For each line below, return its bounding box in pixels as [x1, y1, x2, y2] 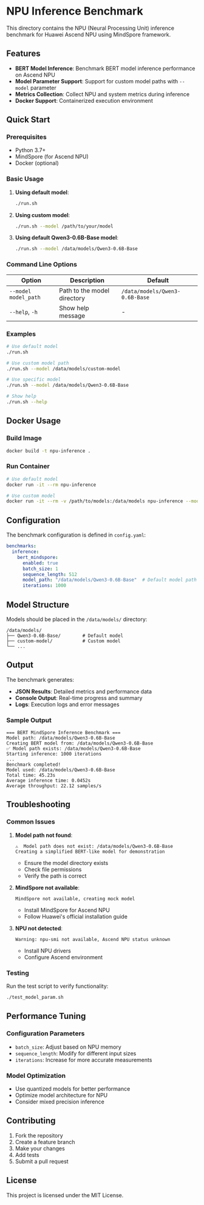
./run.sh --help [6, 399, 47, 405]
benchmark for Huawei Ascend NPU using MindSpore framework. [6, 30, 171, 38]
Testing [6, 968, 29, 977]
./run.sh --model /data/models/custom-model [6, 366, 121, 372]
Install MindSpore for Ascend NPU [24, 906, 110, 914]
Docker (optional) [15, 159, 59, 167]
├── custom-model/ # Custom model [6, 637, 121, 644]
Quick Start [6, 114, 50, 125]
